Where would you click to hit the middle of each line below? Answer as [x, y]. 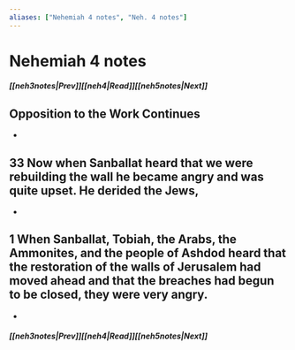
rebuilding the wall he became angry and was [137, 176]
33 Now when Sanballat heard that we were [131, 163]
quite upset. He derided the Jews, [104, 190]
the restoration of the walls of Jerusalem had [135, 267]
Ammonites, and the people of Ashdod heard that [148, 253]
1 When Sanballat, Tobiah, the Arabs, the [123, 240]
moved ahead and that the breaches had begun [142, 281]
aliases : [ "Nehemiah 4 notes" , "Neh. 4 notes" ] [98, 17]
